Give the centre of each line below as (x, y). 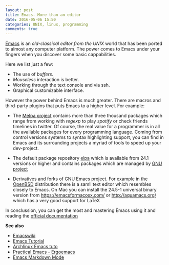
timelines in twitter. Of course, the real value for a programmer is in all (86, 127)
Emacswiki (24, 236)
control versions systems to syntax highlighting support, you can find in (88, 137)
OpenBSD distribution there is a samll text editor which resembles (82, 184)
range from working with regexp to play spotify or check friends (80, 121)
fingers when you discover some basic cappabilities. (61, 55)
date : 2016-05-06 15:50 (31, 19)
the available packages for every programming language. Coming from (87, 132)
